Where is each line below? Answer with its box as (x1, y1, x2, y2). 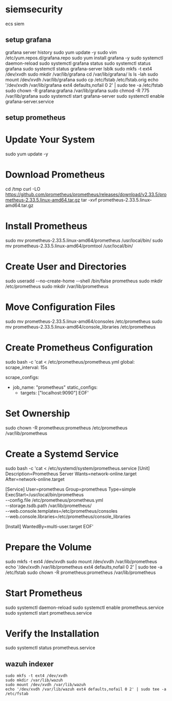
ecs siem (5, 21, 25, 27)
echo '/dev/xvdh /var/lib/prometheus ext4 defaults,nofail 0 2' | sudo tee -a (5, 564, 163, 570)
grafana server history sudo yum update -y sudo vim (5, 49, 117, 55)
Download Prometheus (5, 169, 105, 181)
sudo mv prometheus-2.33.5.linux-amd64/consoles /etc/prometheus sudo (5, 318, 163, 325)
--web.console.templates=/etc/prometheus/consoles (5, 508, 118, 514)
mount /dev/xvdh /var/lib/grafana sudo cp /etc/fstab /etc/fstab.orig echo (5, 76, 159, 83)
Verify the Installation (5, 627, 100, 639)
